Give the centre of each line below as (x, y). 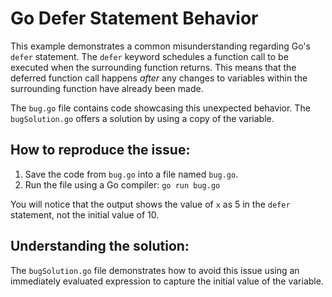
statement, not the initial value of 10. (85, 214)
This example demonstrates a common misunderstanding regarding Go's (160, 46)
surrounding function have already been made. (107, 88)
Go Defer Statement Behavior (134, 18)
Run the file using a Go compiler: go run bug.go (122, 184)
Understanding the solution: (100, 246)
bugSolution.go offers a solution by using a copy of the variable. (142, 118)
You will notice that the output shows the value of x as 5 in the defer (150, 204)
